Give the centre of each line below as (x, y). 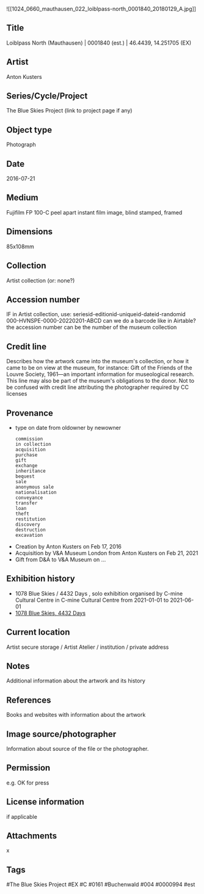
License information (45, 802)
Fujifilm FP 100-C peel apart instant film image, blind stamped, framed (94, 212)
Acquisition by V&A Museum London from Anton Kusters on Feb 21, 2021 (107, 553)
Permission (28, 768)
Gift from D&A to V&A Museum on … (60, 560)
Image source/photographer (61, 734)
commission (29, 439)
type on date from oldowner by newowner (68, 427)
